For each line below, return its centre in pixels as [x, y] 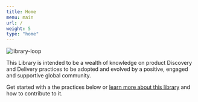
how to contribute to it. [34, 94]
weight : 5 [19, 28]
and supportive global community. [49, 76]
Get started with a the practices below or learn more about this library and [98, 87]
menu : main [20, 17]
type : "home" [23, 34]
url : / [14, 23]
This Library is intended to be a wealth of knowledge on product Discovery [99, 63]
